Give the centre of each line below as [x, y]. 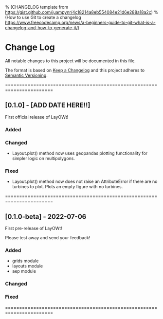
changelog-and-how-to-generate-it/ [42, 28]
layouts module [27, 266]
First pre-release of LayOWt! [34, 229]
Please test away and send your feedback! [48, 238]
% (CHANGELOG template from [37, 7]
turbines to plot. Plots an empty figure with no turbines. [67, 187]
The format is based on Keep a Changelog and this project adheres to [75, 70]
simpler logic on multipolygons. [44, 158]
